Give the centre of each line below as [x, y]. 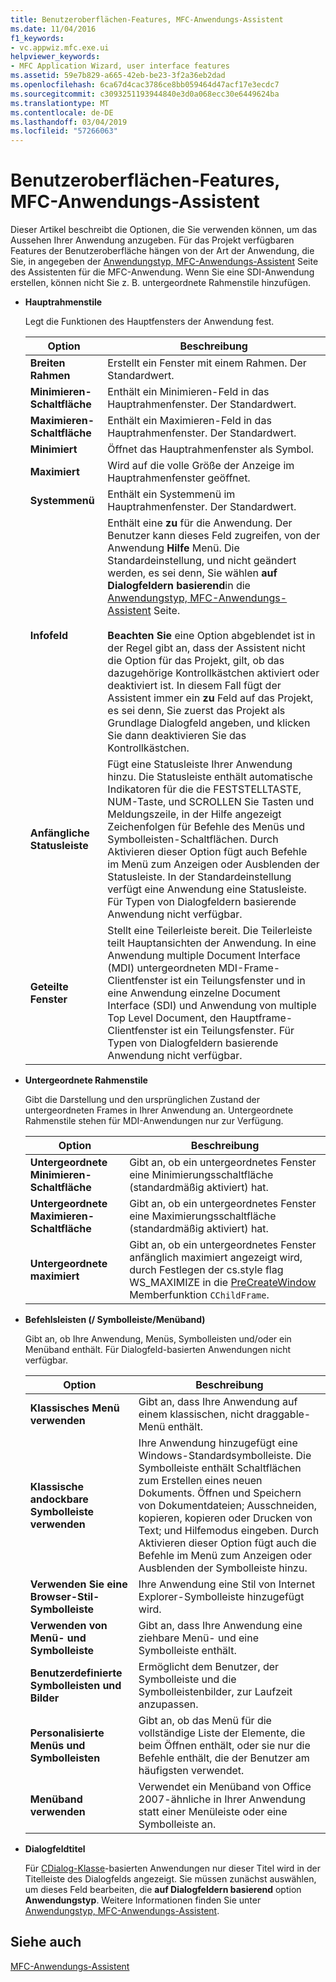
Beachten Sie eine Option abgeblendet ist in [211, 636]
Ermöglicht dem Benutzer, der [209, 1667]
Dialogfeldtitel [55, 1849]
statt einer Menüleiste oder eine [213, 1812]
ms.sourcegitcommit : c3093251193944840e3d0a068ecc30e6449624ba [145, 94]
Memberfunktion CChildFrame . [199, 1295]
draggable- [284, 1414]
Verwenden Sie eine [78, 1584]
